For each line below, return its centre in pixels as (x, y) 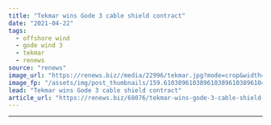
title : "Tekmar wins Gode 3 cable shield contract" (97, 16)
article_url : (30, 98)
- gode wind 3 (39, 46)
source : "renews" (38, 68)
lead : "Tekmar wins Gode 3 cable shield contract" (95, 90)
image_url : (27, 75)
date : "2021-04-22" (41, 23)
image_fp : (25, 83)
